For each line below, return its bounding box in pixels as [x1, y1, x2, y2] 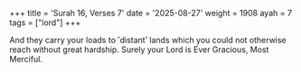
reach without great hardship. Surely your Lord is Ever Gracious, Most [9, 44, 269, 55]
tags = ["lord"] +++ [9, 17, 81, 28]
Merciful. [9, 54, 43, 64]
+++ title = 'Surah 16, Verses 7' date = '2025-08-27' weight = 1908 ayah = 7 [9, 8, 292, 18]
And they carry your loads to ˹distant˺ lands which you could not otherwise [9, 35, 287, 45]
